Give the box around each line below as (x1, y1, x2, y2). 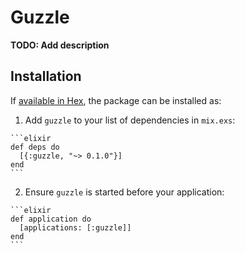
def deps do (10, 142, 60, 152)
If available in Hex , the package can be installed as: (10, 94, 222, 106)
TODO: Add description (10, 39, 110, 51)
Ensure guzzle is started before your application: (24, 186, 225, 198)
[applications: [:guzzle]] (19, 222, 132, 233)
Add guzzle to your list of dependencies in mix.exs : (24, 114, 236, 126)
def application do (10, 214, 92, 224)
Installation (10, 68, 82, 85)
